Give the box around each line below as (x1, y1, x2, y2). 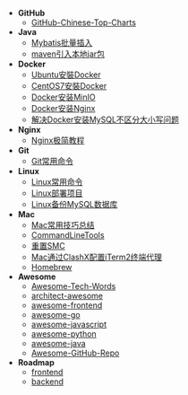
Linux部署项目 (30, 188, 83, 198)
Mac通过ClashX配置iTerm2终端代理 (30, 251, 163, 262)
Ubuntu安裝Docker (30, 69, 101, 80)
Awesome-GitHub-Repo (30, 347, 120, 358)
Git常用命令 (30, 156, 74, 166)
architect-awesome (30, 291, 103, 301)
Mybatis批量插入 (30, 38, 93, 48)
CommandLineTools (30, 230, 105, 241)
